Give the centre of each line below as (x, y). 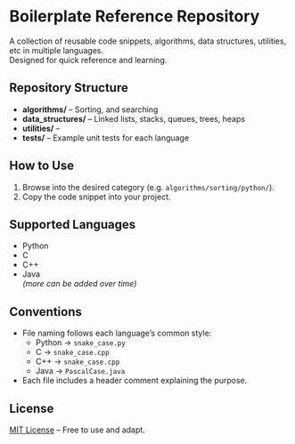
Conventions (46, 312)
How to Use (42, 166)
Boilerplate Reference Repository (135, 16)
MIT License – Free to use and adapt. (77, 430)
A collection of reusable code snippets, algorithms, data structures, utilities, (148, 41)
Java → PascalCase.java (80, 371)
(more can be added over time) (79, 284)
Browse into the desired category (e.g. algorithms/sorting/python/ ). (148, 187)
